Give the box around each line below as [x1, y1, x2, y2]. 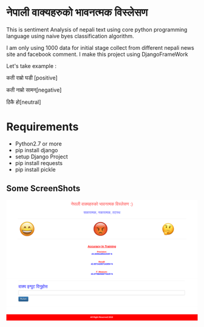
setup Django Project [15, 153, 68, 160]
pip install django [15, 146, 58, 153]
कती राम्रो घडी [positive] [6, 74, 58, 81]
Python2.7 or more [15, 140, 63, 147]
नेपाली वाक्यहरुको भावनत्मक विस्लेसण [6, 5, 148, 19]
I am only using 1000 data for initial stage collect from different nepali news [6, 44, 194, 51]
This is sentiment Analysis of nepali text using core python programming [6, 25, 188, 33]
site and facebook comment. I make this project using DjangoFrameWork [6, 50, 188, 58]
